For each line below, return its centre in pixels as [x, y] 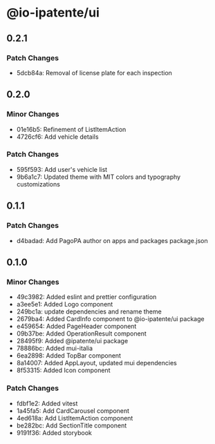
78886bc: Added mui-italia [55, 348]
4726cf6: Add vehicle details [57, 137]
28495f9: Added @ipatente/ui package [72, 341]
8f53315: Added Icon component [63, 370]
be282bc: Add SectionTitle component [72, 425]
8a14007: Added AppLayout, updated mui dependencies [96, 363]
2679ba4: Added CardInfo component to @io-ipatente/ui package [110, 319]
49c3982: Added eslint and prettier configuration [86, 297]
